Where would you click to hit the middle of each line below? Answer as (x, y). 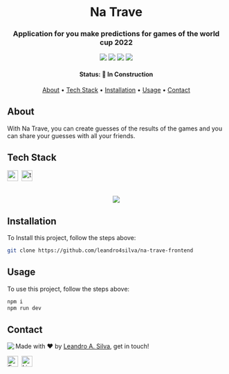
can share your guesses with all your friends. (71, 135)
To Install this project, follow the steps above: (72, 238)
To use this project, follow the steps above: (68, 289)
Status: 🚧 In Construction (116, 74)
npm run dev (24, 308)
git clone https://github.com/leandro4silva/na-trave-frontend (100, 250)
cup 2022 (116, 42)
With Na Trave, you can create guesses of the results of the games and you (115, 128)
